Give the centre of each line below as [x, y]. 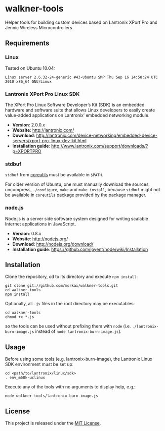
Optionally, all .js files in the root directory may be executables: [70, 304]
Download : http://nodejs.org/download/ [53, 244]
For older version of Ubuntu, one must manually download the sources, [78, 184]
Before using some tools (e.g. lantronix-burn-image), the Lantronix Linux [79, 359]
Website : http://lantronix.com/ [43, 130]
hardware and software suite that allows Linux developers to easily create [80, 110]
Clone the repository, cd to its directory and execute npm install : [72, 277]
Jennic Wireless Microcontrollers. [39, 27]
